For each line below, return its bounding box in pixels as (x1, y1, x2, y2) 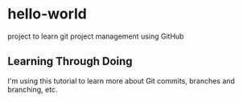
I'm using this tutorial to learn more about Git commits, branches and (7, 75, 235, 85)
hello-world (7, 5, 88, 23)
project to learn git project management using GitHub (7, 31, 184, 41)
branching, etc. (7, 84, 58, 94)
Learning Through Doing (7, 55, 134, 68)
